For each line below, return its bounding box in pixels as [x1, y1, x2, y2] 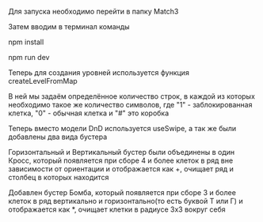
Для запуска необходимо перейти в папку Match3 [8, 7, 179, 16]
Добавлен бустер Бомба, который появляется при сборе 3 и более [8, 188, 236, 197]
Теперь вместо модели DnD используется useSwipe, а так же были [8, 124, 237, 133]
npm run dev [8, 53, 50, 62]
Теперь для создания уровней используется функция [8, 68, 190, 77]
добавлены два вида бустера [8, 132, 108, 141]
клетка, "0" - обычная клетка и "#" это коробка [8, 108, 170, 118]
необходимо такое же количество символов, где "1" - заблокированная [8, 100, 253, 109]
